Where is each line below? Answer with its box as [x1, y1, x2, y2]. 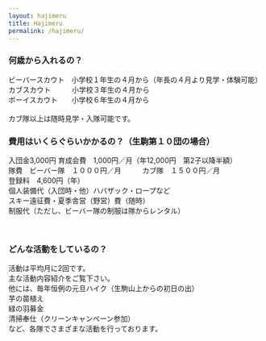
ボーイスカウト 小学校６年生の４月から [8, 94, 150, 105]
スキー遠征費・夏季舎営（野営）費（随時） [8, 195, 150, 206]
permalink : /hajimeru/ [8, 27, 85, 35]
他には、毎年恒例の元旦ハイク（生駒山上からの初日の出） [8, 284, 199, 293]
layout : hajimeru [8, 11, 67, 20]
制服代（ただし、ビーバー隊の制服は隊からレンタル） [8, 206, 185, 215]
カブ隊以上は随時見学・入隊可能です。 [8, 114, 135, 123]
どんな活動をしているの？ [8, 243, 107, 255]
